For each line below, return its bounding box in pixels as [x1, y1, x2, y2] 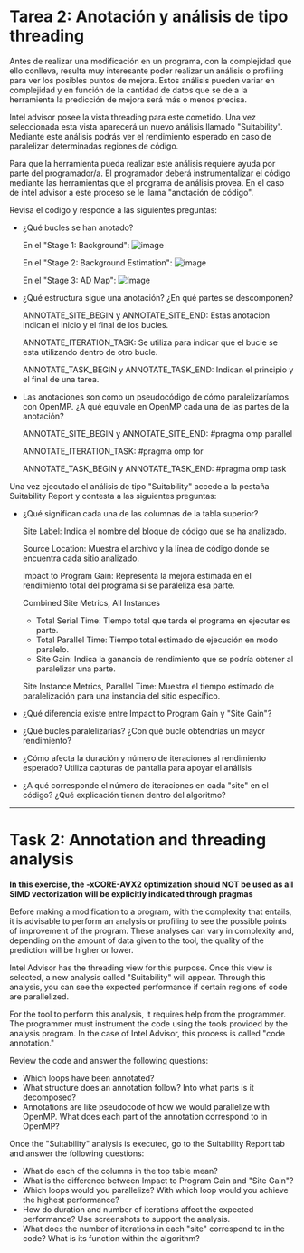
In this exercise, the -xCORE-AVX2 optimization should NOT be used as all [9, 879, 294, 890]
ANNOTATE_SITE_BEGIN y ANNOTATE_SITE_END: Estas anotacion [22, 310, 271, 321]
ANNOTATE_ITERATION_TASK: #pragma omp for [22, 446, 204, 457]
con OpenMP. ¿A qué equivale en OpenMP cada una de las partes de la [22, 400, 290, 411]
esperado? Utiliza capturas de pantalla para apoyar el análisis [22, 762, 252, 773]
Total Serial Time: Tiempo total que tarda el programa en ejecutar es [35, 614, 290, 626]
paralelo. [35, 643, 70, 654]
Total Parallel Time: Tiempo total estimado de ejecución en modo [35, 634, 279, 645]
